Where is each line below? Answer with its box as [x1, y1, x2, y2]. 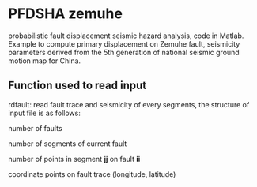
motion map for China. [8, 56, 81, 65]
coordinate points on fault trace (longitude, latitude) [8, 169, 176, 178]
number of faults [8, 123, 62, 133]
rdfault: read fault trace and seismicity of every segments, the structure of [8, 99, 250, 109]
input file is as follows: [8, 108, 81, 118]
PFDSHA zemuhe [8, 5, 123, 23]
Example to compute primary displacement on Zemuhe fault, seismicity [8, 39, 240, 48]
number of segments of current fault [8, 139, 127, 148]
